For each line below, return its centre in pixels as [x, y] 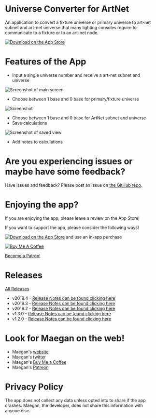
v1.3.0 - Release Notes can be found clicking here [61, 313]
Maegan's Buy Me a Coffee [39, 362]
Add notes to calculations [37, 142]
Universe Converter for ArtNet [67, 9]
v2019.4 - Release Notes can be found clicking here [64, 298]
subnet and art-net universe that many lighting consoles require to [71, 27]
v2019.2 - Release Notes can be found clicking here [64, 308]
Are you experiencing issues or [69, 161]
